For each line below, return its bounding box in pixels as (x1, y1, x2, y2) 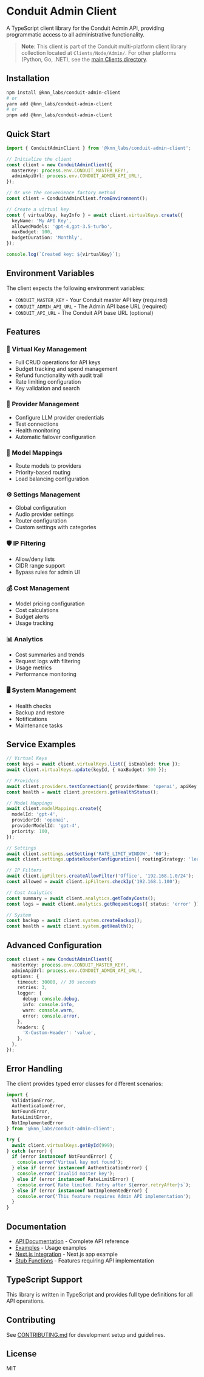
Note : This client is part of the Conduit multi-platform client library (21, 43, 187, 50)
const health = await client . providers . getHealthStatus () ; (6, 789, 159, 795)
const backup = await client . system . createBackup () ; (6, 918, 143, 924)
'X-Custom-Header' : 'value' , (22, 1030, 97, 1036)
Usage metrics (15, 664, 52, 671)
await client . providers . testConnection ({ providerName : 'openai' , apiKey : (6, 783, 200, 789)
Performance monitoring (15, 671, 77, 678)
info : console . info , (22, 1002, 75, 1008)
